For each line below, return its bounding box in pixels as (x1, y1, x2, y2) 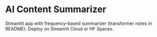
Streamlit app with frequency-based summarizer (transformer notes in (5, 20, 152, 26)
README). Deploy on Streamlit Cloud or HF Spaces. (5, 25, 114, 31)
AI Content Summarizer (5, 4, 107, 15)
